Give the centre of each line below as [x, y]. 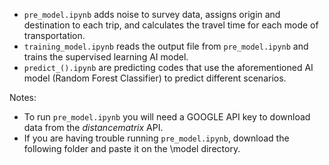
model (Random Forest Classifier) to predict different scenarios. [155, 78]
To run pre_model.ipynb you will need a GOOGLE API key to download [167, 117]
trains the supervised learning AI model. [106, 57]
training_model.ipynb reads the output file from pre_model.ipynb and [166, 46]
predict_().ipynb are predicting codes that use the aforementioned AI [168, 67]
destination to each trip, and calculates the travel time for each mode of [171, 25]
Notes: [23, 97]
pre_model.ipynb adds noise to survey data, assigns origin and [152, 14]
